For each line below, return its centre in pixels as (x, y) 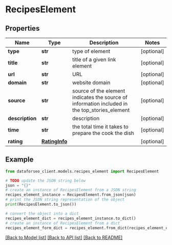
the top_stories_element (101, 110)
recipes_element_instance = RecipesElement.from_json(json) (71, 195)
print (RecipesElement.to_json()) (41, 205)
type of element (91, 51)
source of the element (99, 91)
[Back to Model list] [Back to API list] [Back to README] (64, 238)
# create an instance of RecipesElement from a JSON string (71, 190)
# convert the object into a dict (42, 213)
